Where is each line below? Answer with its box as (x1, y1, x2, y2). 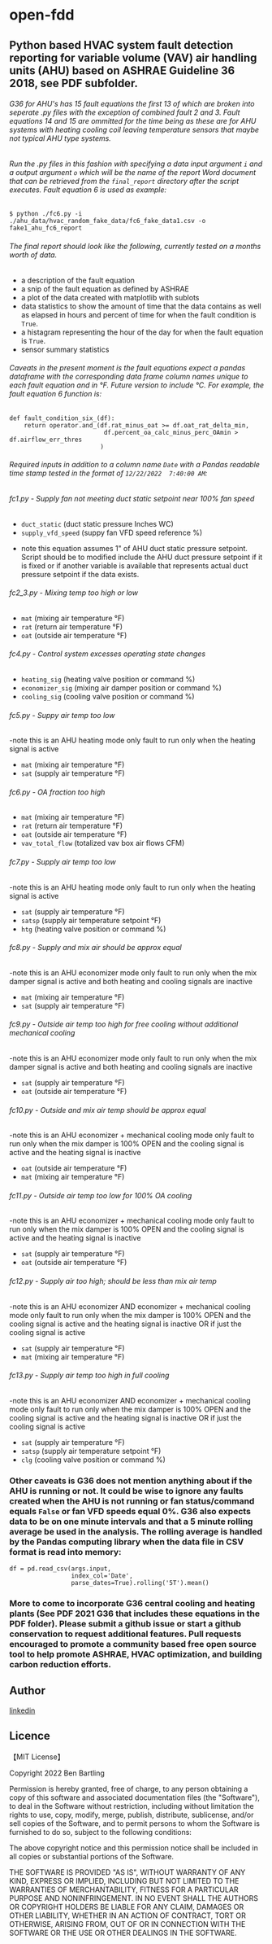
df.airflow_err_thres (9, 436, 83, 444)
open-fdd (9, 6, 75, 24)
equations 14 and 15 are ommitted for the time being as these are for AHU (9, 116, 257, 126)
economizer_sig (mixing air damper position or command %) (20, 683, 222, 693)
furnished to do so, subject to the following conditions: (9, 1827, 192, 1837)
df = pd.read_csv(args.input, (9, 1565, 112, 1573)
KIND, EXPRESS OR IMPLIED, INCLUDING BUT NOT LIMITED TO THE (9, 1876, 240, 1885)
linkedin (9, 1705, 36, 1715)
